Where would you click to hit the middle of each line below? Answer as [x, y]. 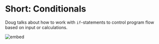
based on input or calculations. [36, 27]
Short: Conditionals [46, 9]
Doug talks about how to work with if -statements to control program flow [80, 22]
